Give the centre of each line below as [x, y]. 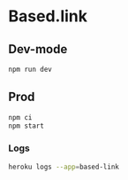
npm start [26, 126]
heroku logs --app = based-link [64, 167]
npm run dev [30, 69]
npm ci [20, 117]
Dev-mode [38, 49]
